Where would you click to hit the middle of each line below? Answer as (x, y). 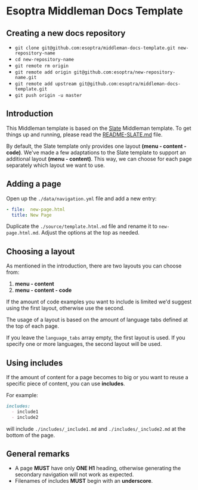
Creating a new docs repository (66, 33)
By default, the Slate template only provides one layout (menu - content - (96, 146)
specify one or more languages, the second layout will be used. (84, 344)
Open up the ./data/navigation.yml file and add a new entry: (81, 198)
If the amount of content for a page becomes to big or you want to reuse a (98, 377)
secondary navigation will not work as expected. (74, 474)
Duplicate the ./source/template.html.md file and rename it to (82, 226)
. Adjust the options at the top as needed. (89, 233)
